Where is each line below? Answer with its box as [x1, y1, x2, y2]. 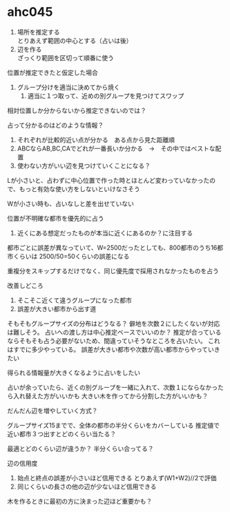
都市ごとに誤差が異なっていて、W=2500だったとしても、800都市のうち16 [7, 243, 218, 252]
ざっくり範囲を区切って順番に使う [17, 53, 115, 62]
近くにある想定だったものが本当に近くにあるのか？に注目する [17, 228, 193, 237]
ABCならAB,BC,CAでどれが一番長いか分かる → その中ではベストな [17, 144, 215, 152]
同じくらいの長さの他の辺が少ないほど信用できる [17, 482, 157, 491]
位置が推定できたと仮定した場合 [7, 68, 98, 77]
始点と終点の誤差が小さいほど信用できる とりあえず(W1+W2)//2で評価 [17, 473, 217, 482]
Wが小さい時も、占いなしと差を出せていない [7, 199, 135, 208]
